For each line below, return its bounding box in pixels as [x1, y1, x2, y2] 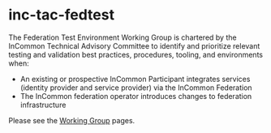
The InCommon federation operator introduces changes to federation [19, 91, 252, 101]
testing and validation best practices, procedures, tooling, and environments [8, 49, 264, 59]
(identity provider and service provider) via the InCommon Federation [19, 83, 253, 92]
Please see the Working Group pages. [8, 115, 135, 125]
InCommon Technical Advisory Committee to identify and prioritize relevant [8, 41, 260, 50]
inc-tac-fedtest [8, 6, 115, 24]
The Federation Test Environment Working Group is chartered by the [8, 32, 237, 42]
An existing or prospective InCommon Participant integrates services [19, 74, 251, 84]
